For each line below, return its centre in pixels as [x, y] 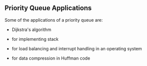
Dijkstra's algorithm [31, 30]
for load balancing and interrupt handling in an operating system [77, 48]
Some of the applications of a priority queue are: [54, 20]
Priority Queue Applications [48, 8]
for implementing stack [35, 39]
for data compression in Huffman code [51, 58]
